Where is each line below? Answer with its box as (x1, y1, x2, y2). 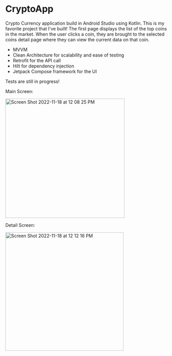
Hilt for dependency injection (12, 63, 74, 69)
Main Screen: (5, 88, 33, 94)
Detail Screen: (5, 222, 35, 228)
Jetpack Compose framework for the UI (12, 68, 97, 75)
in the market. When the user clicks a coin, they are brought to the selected (5, 31, 165, 37)
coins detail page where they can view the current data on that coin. (5, 37, 150, 43)
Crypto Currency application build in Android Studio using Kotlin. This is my (5, 20, 165, 26)
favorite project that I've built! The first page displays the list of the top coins (5, 25, 167, 31)
